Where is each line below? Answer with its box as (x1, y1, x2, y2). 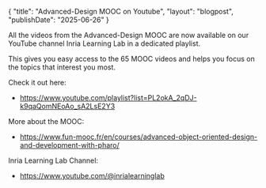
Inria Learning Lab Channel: (8, 156, 99, 165)
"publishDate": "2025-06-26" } (8, 15, 109, 24)
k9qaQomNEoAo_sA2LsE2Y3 (19, 102, 116, 111)
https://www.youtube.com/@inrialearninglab (19, 171, 165, 180)
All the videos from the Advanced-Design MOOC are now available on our (8, 31, 249, 39)
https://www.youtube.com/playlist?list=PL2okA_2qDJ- (19, 93, 197, 102)
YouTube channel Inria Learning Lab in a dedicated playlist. (8, 39, 201, 48)
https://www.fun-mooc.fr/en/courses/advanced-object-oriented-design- (19, 132, 258, 141)
